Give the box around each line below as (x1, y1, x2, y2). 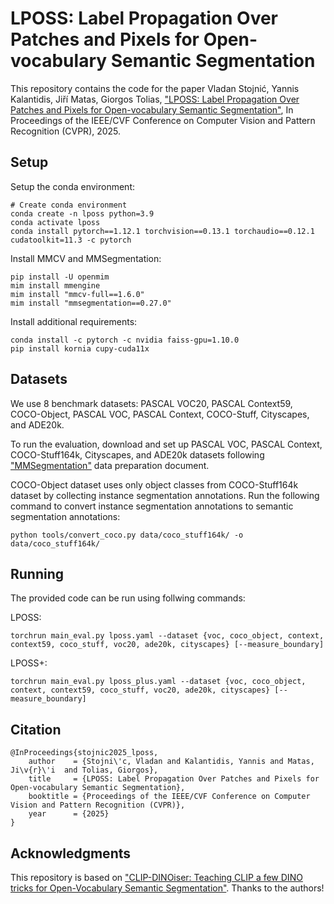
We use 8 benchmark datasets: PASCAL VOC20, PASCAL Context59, (10, 397, 293, 409)
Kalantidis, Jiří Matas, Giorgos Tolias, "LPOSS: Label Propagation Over (10, 93, 300, 105)
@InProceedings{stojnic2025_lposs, (10, 748, 159, 758)
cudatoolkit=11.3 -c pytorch (10, 235, 132, 245)
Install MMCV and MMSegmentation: (10, 252, 162, 264)
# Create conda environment (10, 200, 128, 210)
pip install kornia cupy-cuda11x (10, 343, 150, 354)
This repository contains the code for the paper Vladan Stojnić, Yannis (10, 82, 300, 94)
